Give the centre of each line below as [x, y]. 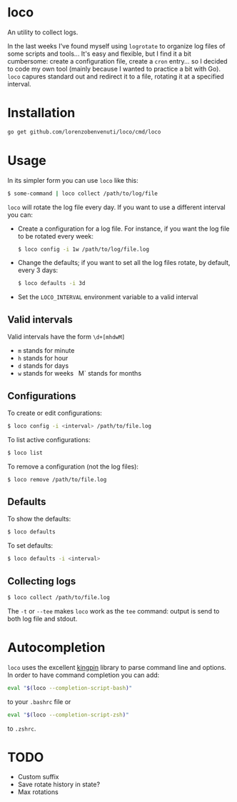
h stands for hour [43, 359]
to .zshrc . [22, 728]
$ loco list [25, 453]
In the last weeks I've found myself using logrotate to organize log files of [116, 46]
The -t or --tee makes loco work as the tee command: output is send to [114, 611]
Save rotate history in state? [59, 785]
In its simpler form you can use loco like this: [73, 180]
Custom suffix [38, 777]
